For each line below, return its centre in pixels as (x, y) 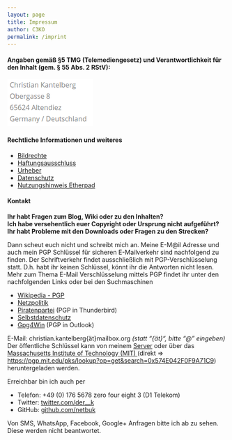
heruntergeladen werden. (44, 368)
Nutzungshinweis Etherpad (56, 185)
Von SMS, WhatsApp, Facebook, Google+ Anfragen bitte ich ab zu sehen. (113, 423)
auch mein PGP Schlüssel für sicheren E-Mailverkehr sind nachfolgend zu (113, 252)
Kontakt (19, 201)
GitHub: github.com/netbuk (56, 409)
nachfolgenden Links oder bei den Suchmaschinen (80, 281)
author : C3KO (26, 29)
